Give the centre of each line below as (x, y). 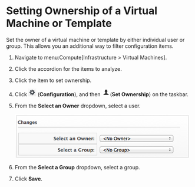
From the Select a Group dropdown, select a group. (77, 167)
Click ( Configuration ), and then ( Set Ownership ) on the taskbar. (101, 94)
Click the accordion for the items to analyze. (68, 68)
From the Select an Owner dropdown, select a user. (77, 106)
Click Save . (29, 179)
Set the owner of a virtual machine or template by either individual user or (95, 40)
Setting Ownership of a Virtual (82, 11)
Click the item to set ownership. (53, 80)
